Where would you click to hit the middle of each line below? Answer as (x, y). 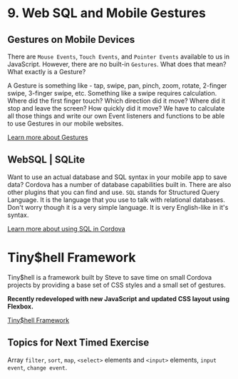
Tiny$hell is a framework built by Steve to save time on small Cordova (110, 277)
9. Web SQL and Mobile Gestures (107, 13)
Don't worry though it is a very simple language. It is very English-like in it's (118, 207)
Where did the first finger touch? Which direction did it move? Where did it (117, 101)
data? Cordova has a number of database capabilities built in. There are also (119, 184)
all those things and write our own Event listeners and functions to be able (116, 116)
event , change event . (37, 367)
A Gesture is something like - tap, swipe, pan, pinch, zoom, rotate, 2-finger (117, 86)
